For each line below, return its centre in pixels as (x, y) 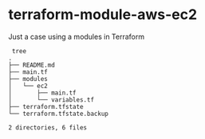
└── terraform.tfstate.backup (59, 114)
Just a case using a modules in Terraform (77, 37)
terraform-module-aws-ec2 (103, 15)
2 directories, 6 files (48, 127)
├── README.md (32, 65)
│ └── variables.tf (51, 100)
